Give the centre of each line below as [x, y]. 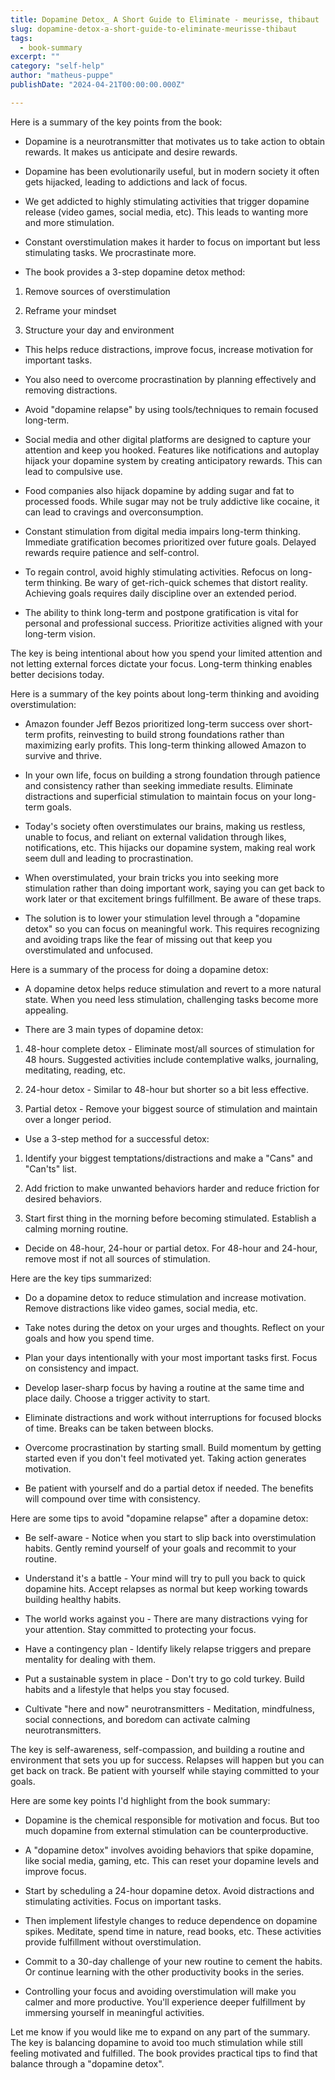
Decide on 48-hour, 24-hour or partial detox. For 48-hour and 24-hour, [171, 1248]
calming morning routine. [76, 1228]
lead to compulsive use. [73, 471]
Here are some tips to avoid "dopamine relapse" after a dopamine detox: [159, 1518]
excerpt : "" [35, 57]
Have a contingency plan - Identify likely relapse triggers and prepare [168, 1648]
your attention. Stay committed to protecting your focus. [140, 1629]
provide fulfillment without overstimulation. [113, 1942]
